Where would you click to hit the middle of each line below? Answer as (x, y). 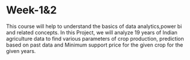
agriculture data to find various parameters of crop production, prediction (95, 38)
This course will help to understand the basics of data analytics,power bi (94, 26)
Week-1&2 (31, 10)
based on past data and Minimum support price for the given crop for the (95, 45)
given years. (21, 51)
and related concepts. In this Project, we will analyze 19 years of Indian (92, 32)
